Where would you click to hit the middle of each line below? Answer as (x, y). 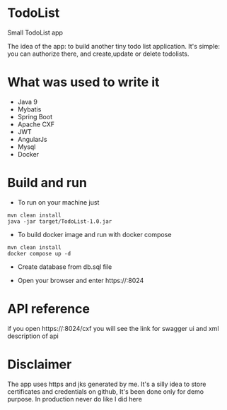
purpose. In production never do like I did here (75, 399)
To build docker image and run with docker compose (94, 234)
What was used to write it (83, 82)
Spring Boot (35, 116)
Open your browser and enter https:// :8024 (81, 280)
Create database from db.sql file (65, 267)
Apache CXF (36, 124)
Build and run (47, 183)
